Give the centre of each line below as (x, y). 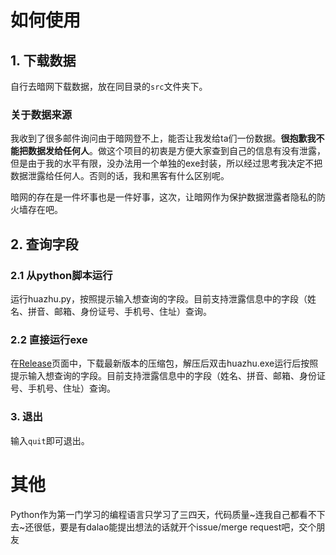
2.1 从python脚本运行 (61, 275)
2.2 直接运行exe (49, 339)
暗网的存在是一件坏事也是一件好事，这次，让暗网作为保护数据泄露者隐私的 (163, 197)
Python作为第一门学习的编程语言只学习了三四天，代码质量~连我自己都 (155, 514)
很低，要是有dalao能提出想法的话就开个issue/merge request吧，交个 (175, 527)
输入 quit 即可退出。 (50, 440)
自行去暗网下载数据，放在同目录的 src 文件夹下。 (109, 86)
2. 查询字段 (44, 244)
